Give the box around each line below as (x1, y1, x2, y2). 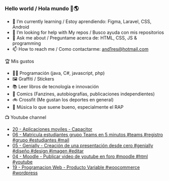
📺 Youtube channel (5, 114, 47, 120)
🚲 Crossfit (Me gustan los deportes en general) (12, 97, 114, 103)
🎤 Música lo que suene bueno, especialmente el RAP (12, 104, 124, 110)
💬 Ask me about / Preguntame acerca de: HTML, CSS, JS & (12, 35, 137, 41)
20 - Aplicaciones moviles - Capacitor (12, 126, 93, 132)
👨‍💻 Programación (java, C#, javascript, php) (12, 70, 105, 76)
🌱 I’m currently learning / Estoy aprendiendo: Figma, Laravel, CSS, (12, 18, 152, 25)
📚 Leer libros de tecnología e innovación (12, 84, 99, 90)
